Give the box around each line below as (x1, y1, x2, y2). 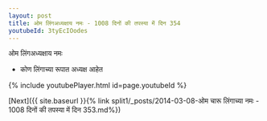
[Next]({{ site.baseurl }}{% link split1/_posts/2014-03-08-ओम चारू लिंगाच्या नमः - (8, 96, 260, 106)
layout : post (8, 11, 52, 20)
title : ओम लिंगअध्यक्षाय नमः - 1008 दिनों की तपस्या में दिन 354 (8, 19, 181, 27)
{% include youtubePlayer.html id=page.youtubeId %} (8, 81, 187, 91)
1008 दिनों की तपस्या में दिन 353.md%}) (8, 105, 121, 115)
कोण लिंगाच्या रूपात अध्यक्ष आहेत (19, 65, 103, 75)
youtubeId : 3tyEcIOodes (8, 26, 88, 34)
